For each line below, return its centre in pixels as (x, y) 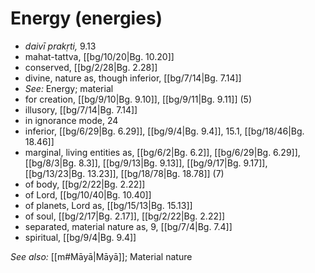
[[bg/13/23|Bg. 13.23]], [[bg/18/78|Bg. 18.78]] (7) (124, 173)
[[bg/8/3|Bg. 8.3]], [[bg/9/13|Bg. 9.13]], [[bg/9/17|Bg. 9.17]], (146, 163)
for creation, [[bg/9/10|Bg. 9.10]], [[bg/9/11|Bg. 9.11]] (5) (138, 99)
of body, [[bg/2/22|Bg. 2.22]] (85, 184)
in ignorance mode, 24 (71, 120)
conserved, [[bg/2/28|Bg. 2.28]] (91, 67)
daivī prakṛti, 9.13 (60, 46)
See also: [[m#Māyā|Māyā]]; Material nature (101, 256)
